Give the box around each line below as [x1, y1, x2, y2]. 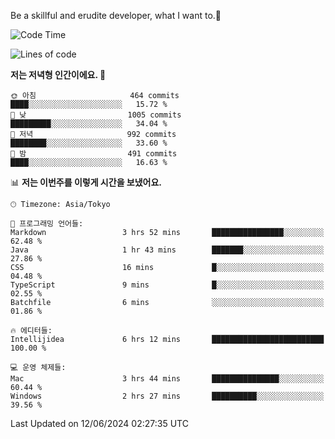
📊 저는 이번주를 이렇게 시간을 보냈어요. [10, 176, 163, 188]
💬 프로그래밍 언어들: [10, 219, 84, 229]
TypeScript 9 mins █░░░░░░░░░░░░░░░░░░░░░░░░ [10, 280, 325, 290]
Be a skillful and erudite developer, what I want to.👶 [10, 10, 222, 21]
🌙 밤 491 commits [10, 149, 178, 159]
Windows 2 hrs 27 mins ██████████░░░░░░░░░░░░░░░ [10, 391, 325, 401]
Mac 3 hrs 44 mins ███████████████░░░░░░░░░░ [10, 374, 325, 384]
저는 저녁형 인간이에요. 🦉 [10, 69, 107, 80]
